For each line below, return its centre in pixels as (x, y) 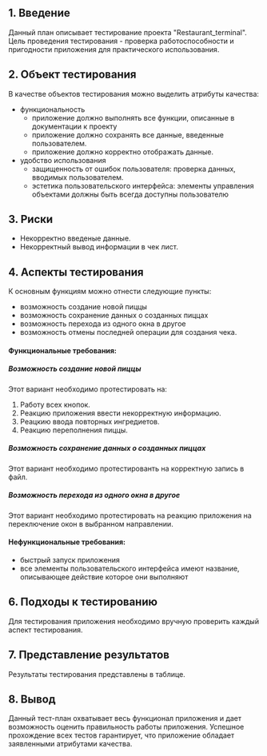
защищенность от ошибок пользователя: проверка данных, (133, 169)
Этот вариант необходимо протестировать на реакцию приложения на (130, 515)
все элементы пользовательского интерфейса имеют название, (130, 568)
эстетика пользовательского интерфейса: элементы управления (143, 185)
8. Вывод (32, 699)
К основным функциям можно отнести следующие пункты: (110, 292)
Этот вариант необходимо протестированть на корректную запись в (126, 468)
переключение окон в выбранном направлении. (91, 523)
